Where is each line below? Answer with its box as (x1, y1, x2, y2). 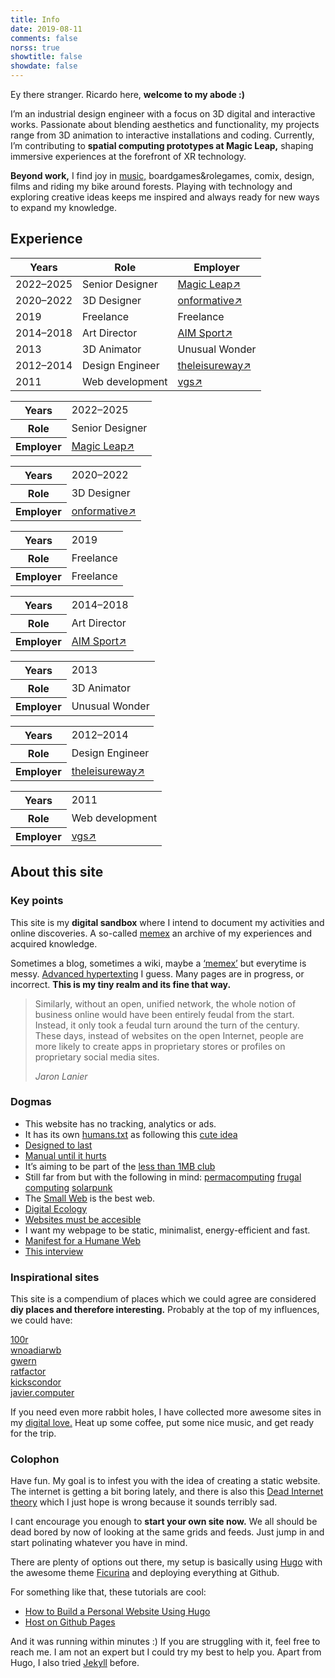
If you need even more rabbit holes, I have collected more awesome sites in (10, 1406, 322, 1418)
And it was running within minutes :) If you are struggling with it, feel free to (10, 1636, 321, 1648)
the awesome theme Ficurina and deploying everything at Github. (10, 1567, 280, 1579)
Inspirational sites (10, 1270, 100, 1284)
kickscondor (10, 1376, 62, 1388)
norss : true (10, 42, 60, 53)
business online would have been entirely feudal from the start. (34, 1008, 295, 1020)
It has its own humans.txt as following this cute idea (24, 1128, 238, 1140)
